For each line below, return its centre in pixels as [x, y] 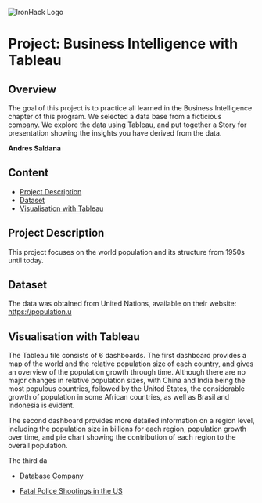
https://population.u [40, 312]
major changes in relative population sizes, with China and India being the [127, 381]
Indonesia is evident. [41, 405]
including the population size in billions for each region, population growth [127, 429]
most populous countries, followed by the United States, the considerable [126, 389]
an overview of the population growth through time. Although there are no [127, 372]
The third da [28, 461]
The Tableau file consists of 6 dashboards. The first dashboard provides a [127, 356]
